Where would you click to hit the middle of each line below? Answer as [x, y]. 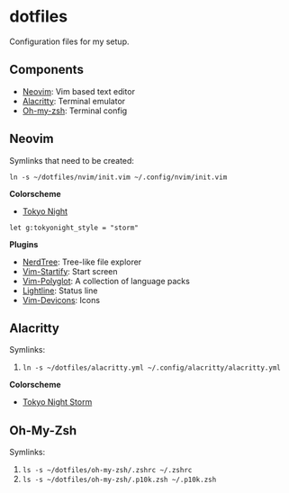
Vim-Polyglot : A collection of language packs [106, 281]
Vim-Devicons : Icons [61, 300]
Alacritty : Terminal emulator [74, 101]
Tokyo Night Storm [57, 402]
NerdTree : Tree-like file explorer [82, 262]
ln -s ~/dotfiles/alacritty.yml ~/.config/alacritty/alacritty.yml [151, 368]
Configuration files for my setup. [69, 41]
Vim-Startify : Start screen [70, 271]
